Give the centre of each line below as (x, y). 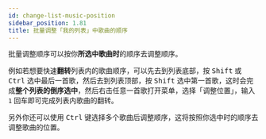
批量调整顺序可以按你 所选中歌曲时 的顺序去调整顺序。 (95, 54)
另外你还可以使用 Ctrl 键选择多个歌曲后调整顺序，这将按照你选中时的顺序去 (133, 118)
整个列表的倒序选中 (46, 91)
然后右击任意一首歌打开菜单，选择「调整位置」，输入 (170, 91)
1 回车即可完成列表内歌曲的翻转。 (64, 101)
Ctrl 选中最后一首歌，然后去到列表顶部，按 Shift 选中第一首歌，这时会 (127, 81)
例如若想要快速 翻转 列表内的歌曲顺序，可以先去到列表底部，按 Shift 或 (125, 71)
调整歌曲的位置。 (36, 127)
